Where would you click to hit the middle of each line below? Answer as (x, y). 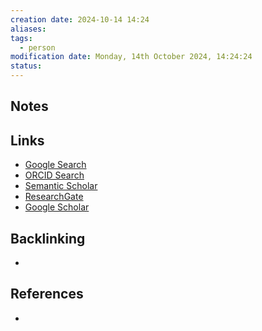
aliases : (28, 29)
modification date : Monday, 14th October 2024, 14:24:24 (131, 57)
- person (37, 47)
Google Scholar (57, 207)
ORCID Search (54, 175)
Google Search (55, 165)
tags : (21, 38)
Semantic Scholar (61, 186)
